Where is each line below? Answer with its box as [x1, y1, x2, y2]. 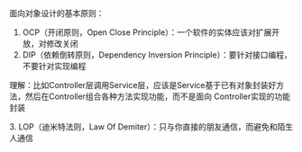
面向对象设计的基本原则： [9, 8, 105, 18]
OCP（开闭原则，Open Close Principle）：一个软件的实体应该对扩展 [22, 27, 272, 38]
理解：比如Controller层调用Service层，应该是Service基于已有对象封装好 [9, 80, 277, 90]
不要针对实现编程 [22, 61, 87, 71]
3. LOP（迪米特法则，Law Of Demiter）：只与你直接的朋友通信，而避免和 [9, 121, 278, 132]
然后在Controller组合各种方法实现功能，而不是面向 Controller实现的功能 [24, 91, 291, 102]
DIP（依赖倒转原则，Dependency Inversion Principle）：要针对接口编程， [22, 49, 293, 60]
